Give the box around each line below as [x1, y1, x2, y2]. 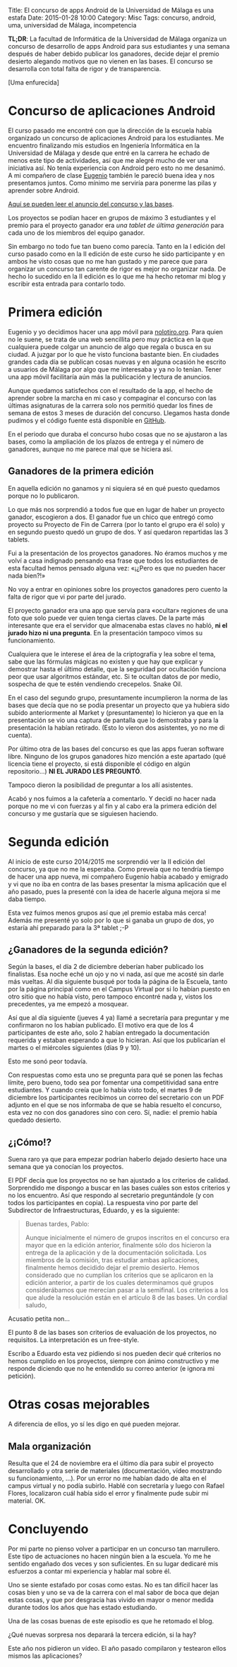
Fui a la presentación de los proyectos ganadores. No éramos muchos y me [8, 549, 228, 557]
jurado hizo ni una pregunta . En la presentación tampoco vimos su [8, 628, 203, 637]
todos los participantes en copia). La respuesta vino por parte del [8, 1199, 198, 1207]
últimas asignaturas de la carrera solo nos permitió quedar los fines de [8, 401, 214, 410]
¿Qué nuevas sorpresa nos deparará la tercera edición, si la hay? [8, 1630, 197, 1639]
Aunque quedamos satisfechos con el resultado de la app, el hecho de [8, 386, 214, 394]
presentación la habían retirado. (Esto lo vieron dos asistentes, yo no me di [8, 723, 225, 732]
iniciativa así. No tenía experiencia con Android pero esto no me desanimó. [8, 164, 226, 172]
